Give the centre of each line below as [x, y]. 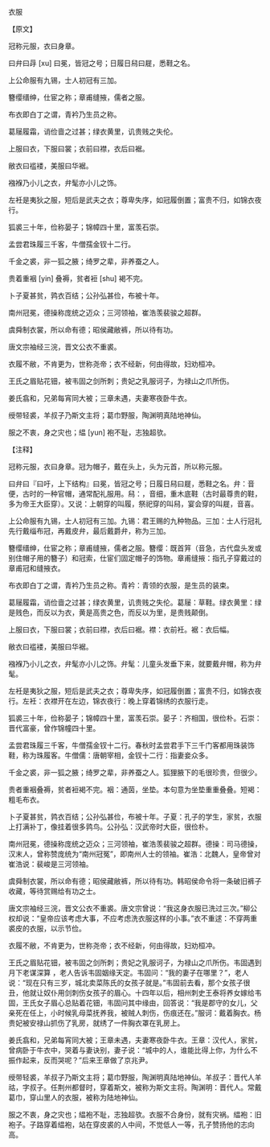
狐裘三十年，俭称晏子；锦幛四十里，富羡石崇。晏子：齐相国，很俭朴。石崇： [135, 718]
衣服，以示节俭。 [57, 928]
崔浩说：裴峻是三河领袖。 [51, 864]
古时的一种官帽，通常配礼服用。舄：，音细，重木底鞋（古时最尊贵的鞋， [142, 494]
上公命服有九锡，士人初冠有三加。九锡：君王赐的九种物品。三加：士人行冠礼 [135, 521]
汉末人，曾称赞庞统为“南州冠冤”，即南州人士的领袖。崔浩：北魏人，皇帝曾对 [135, 854]
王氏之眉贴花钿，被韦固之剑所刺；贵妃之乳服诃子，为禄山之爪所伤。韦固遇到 [135, 963]
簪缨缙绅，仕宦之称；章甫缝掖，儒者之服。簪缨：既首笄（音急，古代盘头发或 [135, 548]
